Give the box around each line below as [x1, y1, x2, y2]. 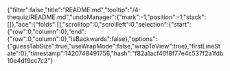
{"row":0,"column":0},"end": [7, 27, 87, 35]
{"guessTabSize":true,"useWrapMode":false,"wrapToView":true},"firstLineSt [7, 42, 221, 50]
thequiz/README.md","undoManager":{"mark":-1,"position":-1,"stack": [7, 13, 207, 21]
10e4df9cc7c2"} [7, 57, 54, 64]
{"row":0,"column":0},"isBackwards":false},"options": [7, 35, 158, 43]
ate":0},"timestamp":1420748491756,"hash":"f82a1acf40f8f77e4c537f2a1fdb [7, 49, 224, 57]
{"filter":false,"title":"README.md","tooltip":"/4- [7, 6, 141, 14]
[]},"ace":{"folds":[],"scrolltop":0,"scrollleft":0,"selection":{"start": [7, 20, 192, 28]
